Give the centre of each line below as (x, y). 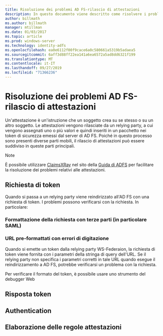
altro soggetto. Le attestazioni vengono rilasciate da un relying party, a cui (79, 125)
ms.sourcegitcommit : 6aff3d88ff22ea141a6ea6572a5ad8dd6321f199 (70, 54)
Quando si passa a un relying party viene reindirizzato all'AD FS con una (77, 197)
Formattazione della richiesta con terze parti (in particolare (76, 219)
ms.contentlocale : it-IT (30, 63)
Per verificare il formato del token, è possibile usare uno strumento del (75, 274)
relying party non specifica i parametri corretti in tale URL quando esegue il (80, 259)
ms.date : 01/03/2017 (26, 32)
